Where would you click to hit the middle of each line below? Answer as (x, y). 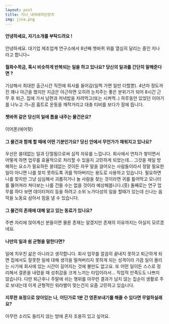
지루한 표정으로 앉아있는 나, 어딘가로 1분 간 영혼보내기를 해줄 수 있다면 (73, 298)
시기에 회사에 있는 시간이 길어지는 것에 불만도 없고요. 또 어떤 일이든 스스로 (83, 266)
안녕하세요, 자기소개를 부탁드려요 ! (39, 36)
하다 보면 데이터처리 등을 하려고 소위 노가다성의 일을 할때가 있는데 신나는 (86, 192)
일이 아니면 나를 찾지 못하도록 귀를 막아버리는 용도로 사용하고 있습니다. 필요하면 (83, 173)
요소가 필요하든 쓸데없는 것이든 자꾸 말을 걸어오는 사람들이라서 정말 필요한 (91, 167)
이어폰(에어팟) (19, 129)
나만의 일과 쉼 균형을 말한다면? (35, 241)
